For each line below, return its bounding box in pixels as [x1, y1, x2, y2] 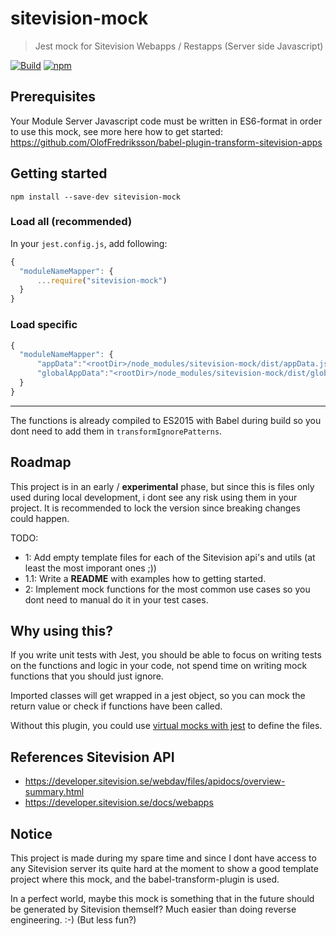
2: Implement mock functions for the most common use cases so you [24, 583, 311, 595]
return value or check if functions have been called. [10, 700, 223, 712]
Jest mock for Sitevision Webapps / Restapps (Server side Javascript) [34, 40, 324, 52]
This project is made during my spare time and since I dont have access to [10, 852, 317, 864]
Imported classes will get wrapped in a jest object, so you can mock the [10, 690, 306, 702]
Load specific [10, 318, 78, 332]
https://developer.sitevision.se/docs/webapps [24, 797, 214, 809]
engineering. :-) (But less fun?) [10, 914, 137, 926]
